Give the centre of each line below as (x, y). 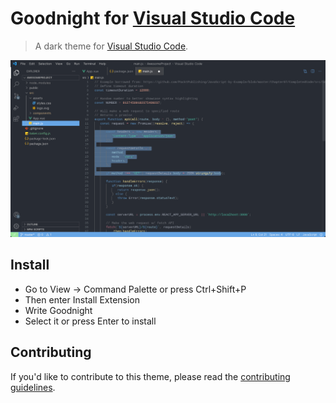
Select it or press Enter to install (90, 321)
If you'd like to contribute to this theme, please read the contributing (150, 376)
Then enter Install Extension (82, 299)
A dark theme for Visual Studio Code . (111, 46)
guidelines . (33, 387)
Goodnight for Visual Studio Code (153, 18)
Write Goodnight (58, 310)
